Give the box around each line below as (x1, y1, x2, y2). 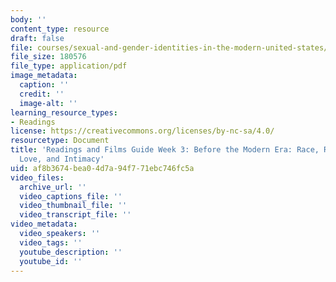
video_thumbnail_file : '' (19, 201, 128, 211)
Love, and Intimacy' (19, 154, 105, 164)
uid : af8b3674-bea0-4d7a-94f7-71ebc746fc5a (10, 163, 195, 173)
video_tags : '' (19, 237, 83, 248)
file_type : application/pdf (10, 61, 128, 71)
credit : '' (19, 89, 65, 99)
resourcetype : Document (10, 136, 110, 146)
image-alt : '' (19, 98, 78, 108)
